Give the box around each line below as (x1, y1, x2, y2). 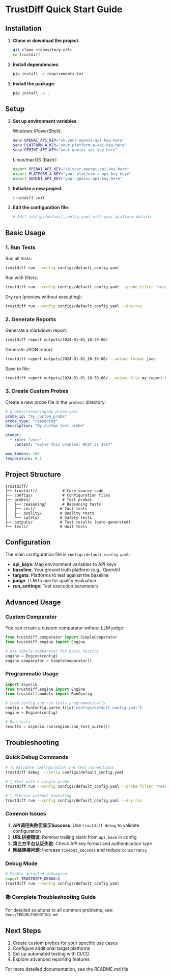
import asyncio (5, 681, 38, 687)
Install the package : (12, 80, 55, 86)
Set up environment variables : (12, 118, 78, 124)
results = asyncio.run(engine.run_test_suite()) (5, 724, 110, 729)
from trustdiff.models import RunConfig (5, 691, 93, 696)
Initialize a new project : (12, 185, 63, 191)
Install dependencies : (12, 61, 60, 67)
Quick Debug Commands (5, 754, 69, 761)
